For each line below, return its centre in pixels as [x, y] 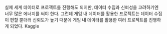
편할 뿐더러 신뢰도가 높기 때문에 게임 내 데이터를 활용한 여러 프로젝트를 [79, 20]
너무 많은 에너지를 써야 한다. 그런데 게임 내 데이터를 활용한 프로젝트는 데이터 [79, 13]
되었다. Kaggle [25, 26]
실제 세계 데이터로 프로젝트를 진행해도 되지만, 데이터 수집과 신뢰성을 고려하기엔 [82, 7]
